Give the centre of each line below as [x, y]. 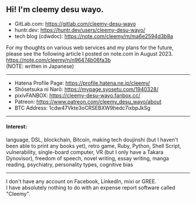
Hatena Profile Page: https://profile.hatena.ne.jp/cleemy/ [82, 83]
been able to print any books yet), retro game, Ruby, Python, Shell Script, [94, 146]
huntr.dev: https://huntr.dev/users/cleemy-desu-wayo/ [80, 30]
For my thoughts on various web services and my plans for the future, [90, 47]
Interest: [17, 127]
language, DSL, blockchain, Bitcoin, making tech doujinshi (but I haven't [92, 140]
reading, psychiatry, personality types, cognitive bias [70, 165]
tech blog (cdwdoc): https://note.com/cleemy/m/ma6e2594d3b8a [94, 36]
